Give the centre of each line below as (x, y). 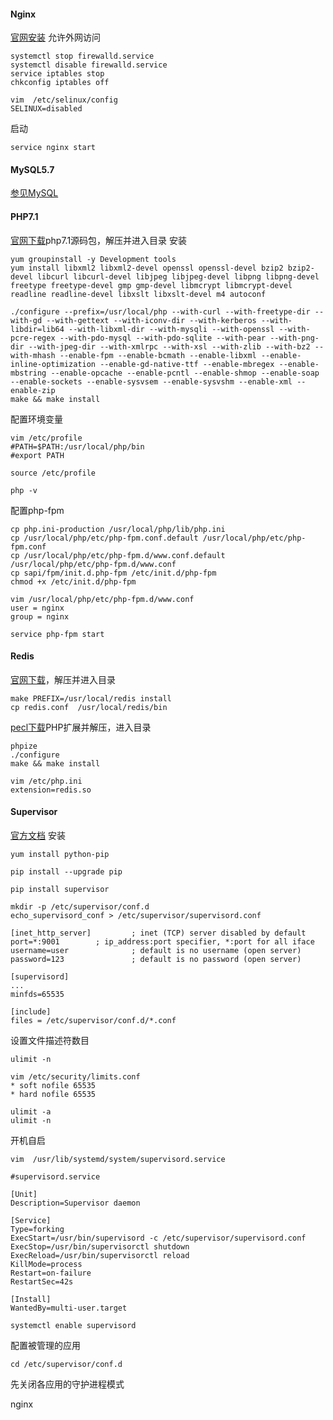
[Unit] (24, 1195)
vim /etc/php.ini (46, 781)
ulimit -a (31, 1112)
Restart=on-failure (51, 1273)
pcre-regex (33, 338)
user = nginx (37, 608)
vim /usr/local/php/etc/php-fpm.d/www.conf (102, 599)
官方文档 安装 (38, 836)
